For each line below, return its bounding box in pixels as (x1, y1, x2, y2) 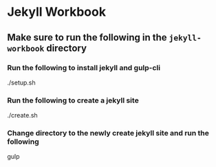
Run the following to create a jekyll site (7, 96, 139, 105)
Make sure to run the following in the (7, 32, 167, 43)
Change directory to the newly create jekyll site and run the (7, 129, 210, 138)
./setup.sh (7, 78, 36, 87)
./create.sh (7, 111, 38, 120)
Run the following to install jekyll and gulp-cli (7, 63, 160, 72)
